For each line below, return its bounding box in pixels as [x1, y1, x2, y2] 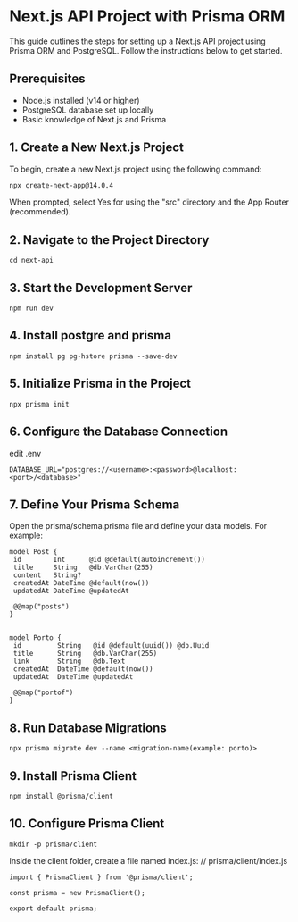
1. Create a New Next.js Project [9, 140, 185, 155]
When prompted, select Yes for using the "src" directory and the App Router [9, 197, 290, 207]
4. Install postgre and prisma [9, 328, 172, 343]
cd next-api [9, 256, 54, 265]
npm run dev [9, 304, 54, 314]
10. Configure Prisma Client [9, 816, 165, 832]
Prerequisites [9, 71, 86, 87]
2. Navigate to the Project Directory [9, 232, 210, 247]
